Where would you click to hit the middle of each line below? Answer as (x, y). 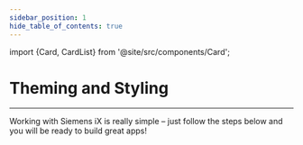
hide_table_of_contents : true (66, 26)
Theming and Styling (89, 88)
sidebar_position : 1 (48, 18)
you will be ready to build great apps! (78, 131)
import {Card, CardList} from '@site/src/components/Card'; (119, 51)
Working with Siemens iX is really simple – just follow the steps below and (146, 122)
